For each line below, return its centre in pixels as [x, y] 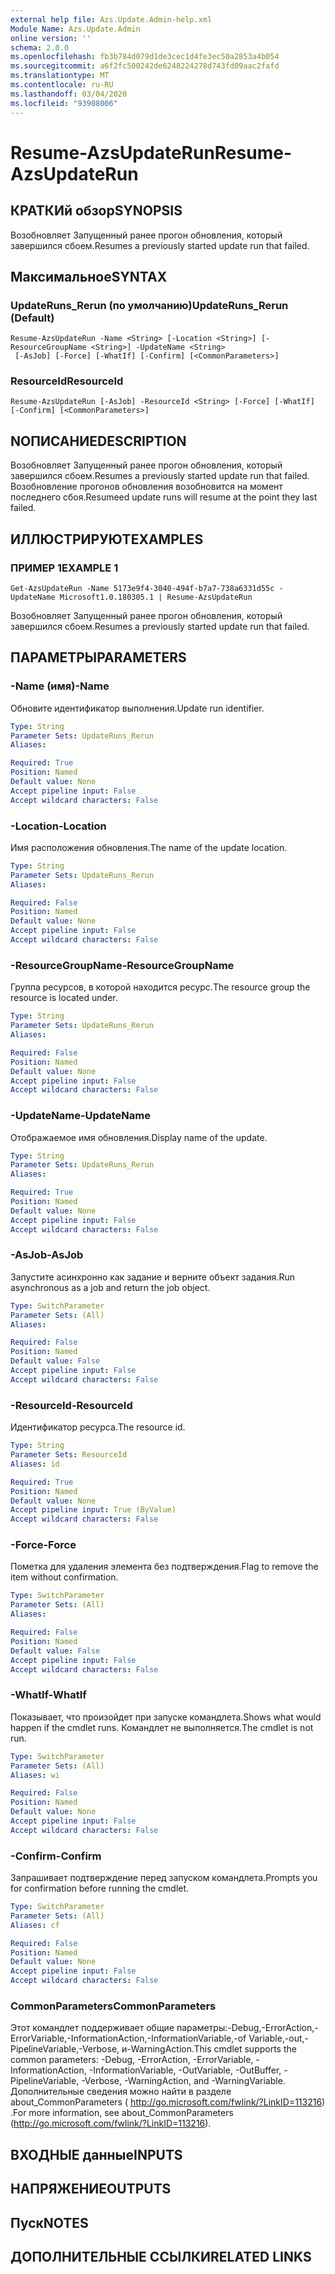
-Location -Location [58, 826]
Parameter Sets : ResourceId [69, 1455]
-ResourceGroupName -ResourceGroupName [122, 965]
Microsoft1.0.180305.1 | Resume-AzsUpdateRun [156, 597]
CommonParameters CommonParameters [113, 2006]
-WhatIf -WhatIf [48, 1695]
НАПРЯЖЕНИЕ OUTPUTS [91, 2189]
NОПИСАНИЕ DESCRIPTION [98, 441]
